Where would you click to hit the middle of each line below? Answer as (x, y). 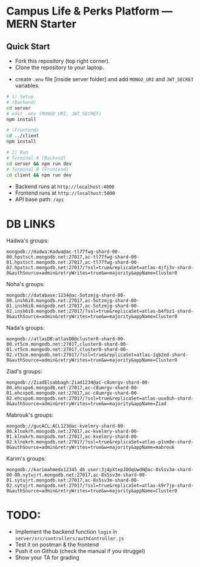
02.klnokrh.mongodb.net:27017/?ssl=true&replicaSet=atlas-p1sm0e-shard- (100, 442)
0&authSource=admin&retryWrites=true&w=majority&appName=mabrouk (90, 448)
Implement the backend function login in (66, 532)
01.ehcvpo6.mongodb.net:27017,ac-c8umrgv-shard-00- (73, 393)
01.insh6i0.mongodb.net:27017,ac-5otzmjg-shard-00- (73, 306)
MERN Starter (42, 24)
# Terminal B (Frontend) (38, 169)
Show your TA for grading (47, 558)
